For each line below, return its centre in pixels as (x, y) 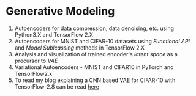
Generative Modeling (60, 11)
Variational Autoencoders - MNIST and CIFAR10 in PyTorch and (94, 67)
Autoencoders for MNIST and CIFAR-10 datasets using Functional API (102, 41)
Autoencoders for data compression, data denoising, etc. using (94, 28)
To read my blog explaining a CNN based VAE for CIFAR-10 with (95, 80)
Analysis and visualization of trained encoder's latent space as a (96, 54)
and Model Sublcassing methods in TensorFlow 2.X (80, 48)
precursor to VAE (36, 61)
